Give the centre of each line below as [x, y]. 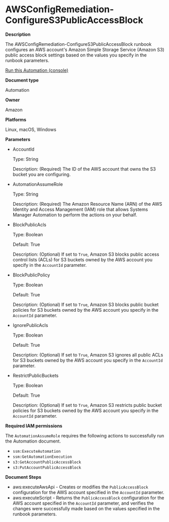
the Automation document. [33, 441]
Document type [22, 80]
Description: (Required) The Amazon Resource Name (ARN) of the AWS [87, 204]
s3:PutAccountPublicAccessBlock [47, 468]
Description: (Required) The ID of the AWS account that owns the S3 [84, 169]
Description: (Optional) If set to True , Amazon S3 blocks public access [86, 254]
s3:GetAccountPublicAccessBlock [47, 462]
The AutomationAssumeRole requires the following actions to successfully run [85, 435]
